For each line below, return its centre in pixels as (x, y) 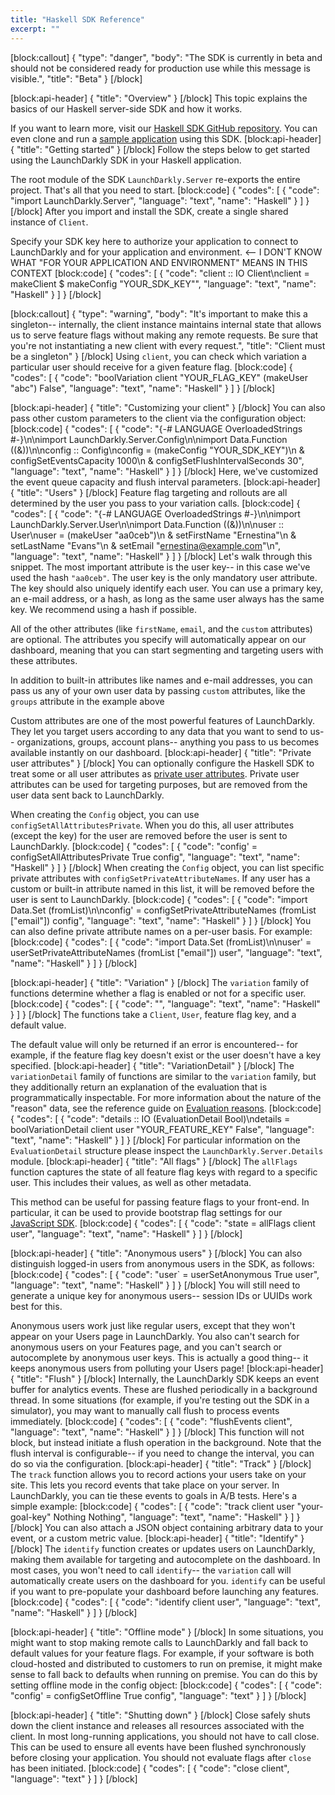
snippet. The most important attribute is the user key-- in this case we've (160, 567)
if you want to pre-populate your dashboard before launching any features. (164, 1591)
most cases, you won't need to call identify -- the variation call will (151, 1570)
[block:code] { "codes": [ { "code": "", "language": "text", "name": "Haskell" (165, 1003)
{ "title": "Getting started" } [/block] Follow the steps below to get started (160, 149)
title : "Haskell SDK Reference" (77, 19)
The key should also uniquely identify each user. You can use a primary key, (166, 588)
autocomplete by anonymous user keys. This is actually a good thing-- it (159, 1357)
